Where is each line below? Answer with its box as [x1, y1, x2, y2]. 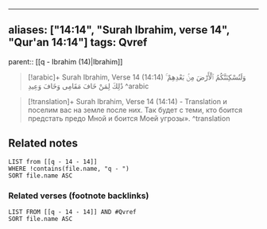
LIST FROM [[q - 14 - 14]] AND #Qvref [8, 208, 137, 215]
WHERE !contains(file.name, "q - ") [8, 165, 130, 173]
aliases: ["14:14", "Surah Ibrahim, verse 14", [8, 23, 230, 37]
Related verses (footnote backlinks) [8, 190, 149, 201]
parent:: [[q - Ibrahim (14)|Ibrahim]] [8, 56, 123, 66]
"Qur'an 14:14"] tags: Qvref [8, 36, 148, 49]
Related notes [8, 137, 78, 150]
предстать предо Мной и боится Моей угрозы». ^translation [27, 113, 230, 123]
